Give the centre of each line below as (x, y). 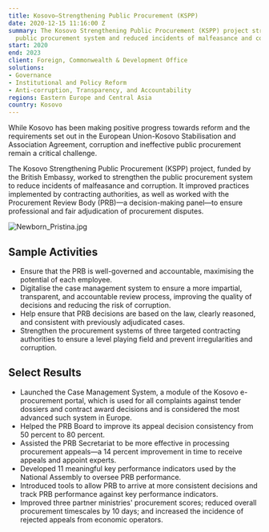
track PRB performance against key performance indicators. (119, 494)
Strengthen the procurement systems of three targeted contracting (130, 330)
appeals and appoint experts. (68, 460)
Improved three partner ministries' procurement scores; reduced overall (138, 502)
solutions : (26, 68)
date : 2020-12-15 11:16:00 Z (57, 23)
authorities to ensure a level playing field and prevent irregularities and (136, 339)
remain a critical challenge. (53, 154)
